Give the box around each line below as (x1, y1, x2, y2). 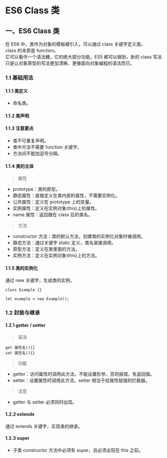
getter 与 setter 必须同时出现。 (12, 399, 77, 405)
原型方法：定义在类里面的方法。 (12, 246, 80, 252)
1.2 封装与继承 (5, 309, 40, 316)
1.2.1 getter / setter (5, 322, 46, 328)
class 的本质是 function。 (5, 47, 59, 54)
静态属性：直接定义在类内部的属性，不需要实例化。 (12, 192, 120, 199)
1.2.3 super (5, 435, 30, 441)
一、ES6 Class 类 (5, 27, 60, 35)
